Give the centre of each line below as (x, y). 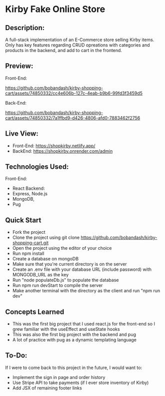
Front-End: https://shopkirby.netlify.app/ (54, 146)
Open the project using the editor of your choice (62, 248)
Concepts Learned (35, 312)
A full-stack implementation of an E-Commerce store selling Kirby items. (80, 40)
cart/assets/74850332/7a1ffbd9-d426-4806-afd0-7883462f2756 (73, 118)
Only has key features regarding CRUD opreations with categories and (77, 45)
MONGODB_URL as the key (40, 275)
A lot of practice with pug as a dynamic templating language (74, 340)
